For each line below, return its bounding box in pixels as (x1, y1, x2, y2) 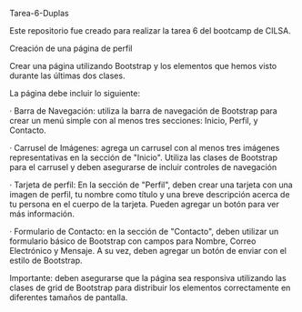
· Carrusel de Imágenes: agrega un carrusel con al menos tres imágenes (9, 143, 280, 153)
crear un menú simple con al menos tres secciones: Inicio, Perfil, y (9, 116, 258, 126)
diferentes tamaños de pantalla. (9, 292, 128, 303)
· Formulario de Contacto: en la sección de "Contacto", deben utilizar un (9, 226, 279, 237)
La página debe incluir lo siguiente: (9, 88, 141, 98)
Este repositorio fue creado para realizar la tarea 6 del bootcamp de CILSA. (9, 25, 291, 35)
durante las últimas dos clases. (9, 70, 126, 81)
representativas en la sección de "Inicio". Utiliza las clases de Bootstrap (9, 152, 278, 163)
